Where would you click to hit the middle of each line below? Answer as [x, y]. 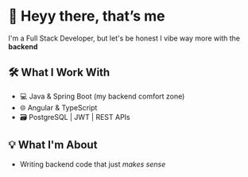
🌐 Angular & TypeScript [58, 107]
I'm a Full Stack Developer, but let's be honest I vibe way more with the [124, 38]
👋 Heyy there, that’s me [87, 16]
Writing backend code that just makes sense [93, 164]
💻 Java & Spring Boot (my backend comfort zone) [102, 96]
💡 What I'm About [53, 145]
